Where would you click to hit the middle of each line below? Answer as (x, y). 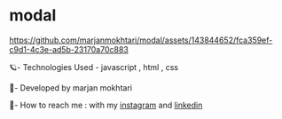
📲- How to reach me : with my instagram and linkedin (106, 105)
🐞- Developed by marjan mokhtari (71, 87)
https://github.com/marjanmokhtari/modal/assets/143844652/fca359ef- (141, 40)
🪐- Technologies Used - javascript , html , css (94, 67)
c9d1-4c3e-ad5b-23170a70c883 (69, 49)
